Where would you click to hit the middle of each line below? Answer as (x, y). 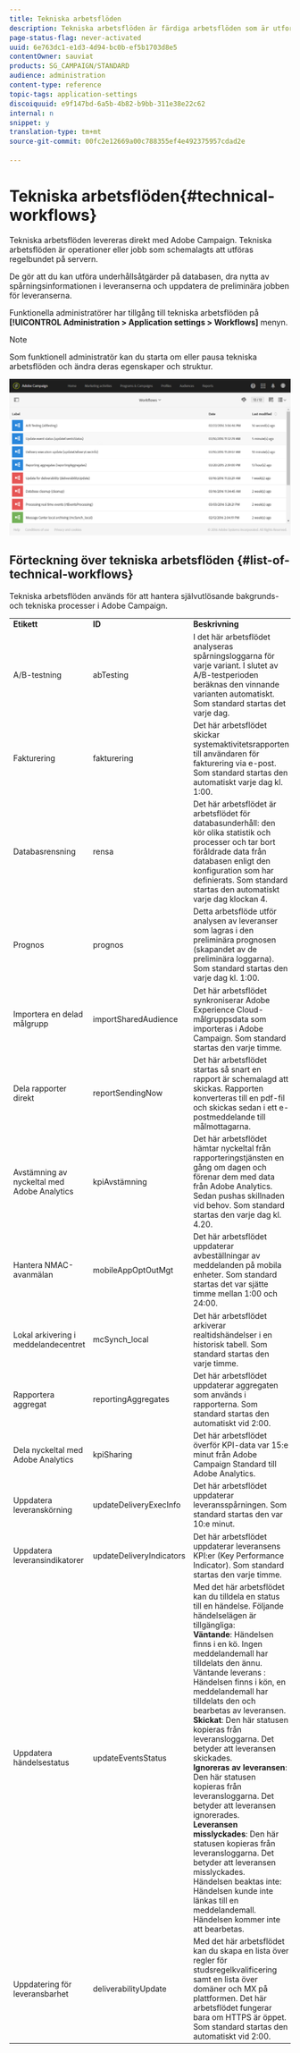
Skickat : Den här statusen (241, 1719)
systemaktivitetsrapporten (242, 744)
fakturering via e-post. (235, 763)
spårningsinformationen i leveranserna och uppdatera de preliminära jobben (150, 285)
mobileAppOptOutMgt (133, 1270)
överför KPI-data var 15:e (241, 1445)
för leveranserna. (41, 295)
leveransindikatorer (49, 1560)
